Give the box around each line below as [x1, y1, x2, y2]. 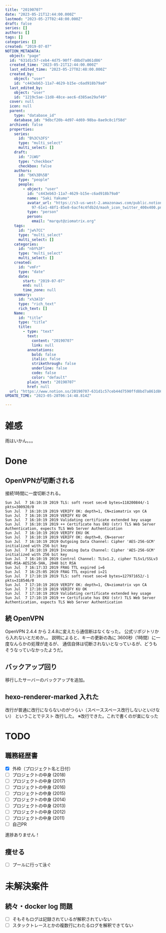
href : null [27, 384, 50, 389]
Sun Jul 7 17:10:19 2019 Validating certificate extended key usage [5, 591, 152, 596]
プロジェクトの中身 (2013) [12, 802, 66, 808]
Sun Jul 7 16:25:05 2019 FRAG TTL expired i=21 [5, 570, 107, 575]
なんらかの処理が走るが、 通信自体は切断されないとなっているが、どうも [9, 641, 158, 647]
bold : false [31, 352, 56, 357]
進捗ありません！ [5, 832, 40, 838]
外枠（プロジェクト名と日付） [12, 765, 73, 771]
